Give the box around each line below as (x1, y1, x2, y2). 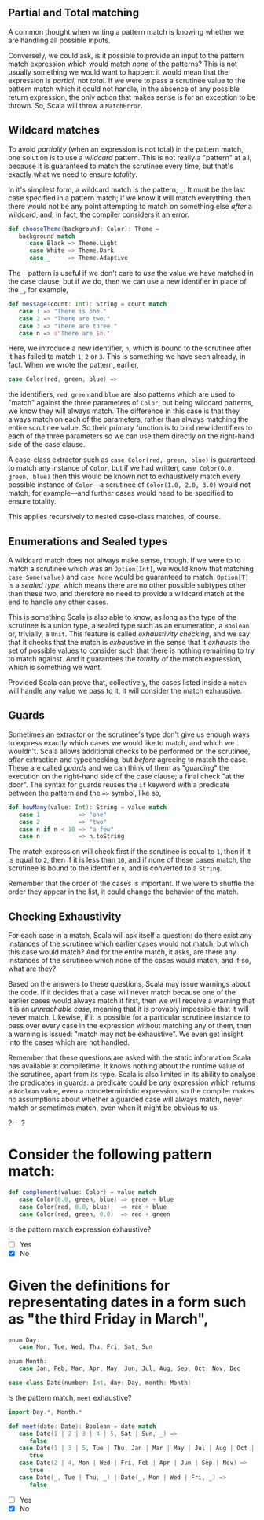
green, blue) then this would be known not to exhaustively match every (8, 471, 241, 482)
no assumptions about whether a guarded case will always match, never (8, 1095, 242, 1104)
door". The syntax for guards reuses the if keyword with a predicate (8, 779, 230, 789)
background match (18, 232, 76, 240)
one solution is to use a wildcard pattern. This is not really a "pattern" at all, (8, 152, 252, 162)
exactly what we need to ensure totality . (8, 169, 138, 179)
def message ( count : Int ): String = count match (8, 300, 167, 308)
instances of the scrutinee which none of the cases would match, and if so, (8, 956, 251, 965)
